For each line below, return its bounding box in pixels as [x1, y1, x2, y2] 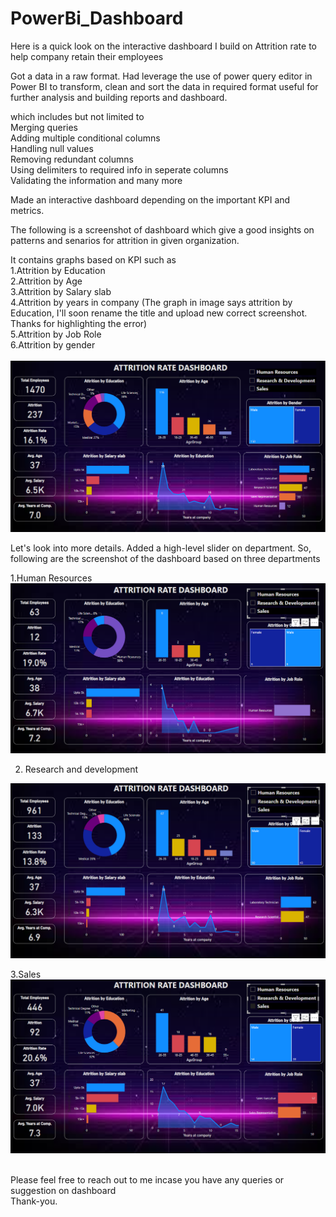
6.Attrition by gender [10, 338, 96, 351]
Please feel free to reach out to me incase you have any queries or [10, 1173, 285, 1186]
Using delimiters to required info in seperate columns [10, 163, 229, 176]
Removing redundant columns [10, 153, 134, 165]
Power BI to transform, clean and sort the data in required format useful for [10, 80, 319, 92]
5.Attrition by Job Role [10, 328, 102, 340]
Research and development [24, 763, 139, 776]
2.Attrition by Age [10, 275, 83, 287]
